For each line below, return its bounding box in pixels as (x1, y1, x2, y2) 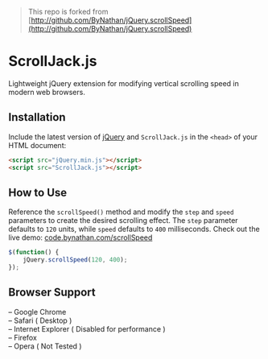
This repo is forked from (27, 7, 109, 16)
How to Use (8, 185, 68, 200)
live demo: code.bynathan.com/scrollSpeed (8, 233, 153, 242)
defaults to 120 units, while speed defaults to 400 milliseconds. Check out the (8, 225, 260, 234)
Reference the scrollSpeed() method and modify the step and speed (8, 207, 234, 217)
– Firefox (8, 332, 38, 342)
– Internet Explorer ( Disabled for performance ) (8, 324, 167, 333)
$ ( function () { (8, 249, 60, 257)
